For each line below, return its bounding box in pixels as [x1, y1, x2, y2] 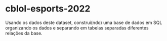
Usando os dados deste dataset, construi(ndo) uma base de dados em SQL [5, 19, 162, 25]
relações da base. [5, 30, 43, 36]
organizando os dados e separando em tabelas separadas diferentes [5, 24, 149, 30]
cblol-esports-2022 [5, 3, 91, 14]
